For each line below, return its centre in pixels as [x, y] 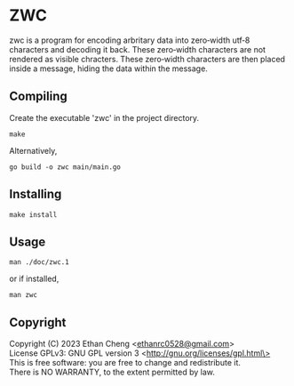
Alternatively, [33, 150]
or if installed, [34, 279]
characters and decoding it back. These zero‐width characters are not [138, 49]
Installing [36, 194]
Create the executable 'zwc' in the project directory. [104, 117]
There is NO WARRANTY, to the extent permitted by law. [112, 372]
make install [33, 214]
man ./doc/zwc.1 [39, 262]
